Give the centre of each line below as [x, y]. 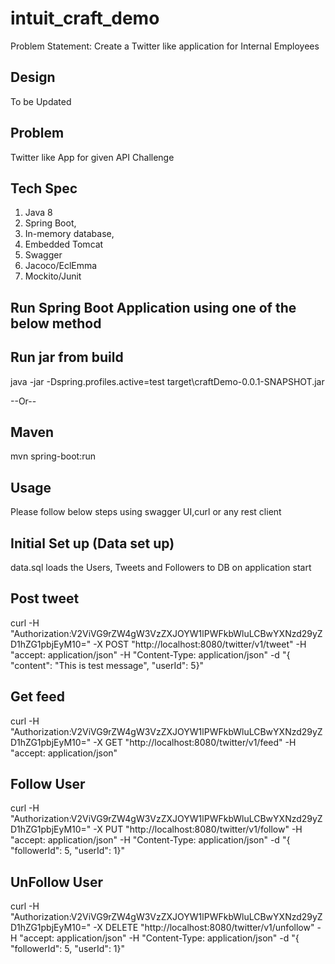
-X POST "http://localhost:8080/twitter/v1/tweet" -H [200, 644]
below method [56, 323]
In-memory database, [69, 234]
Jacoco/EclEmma [61, 266]
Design [33, 77]
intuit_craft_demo [85, 18]
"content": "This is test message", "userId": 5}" [107, 665]
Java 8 [38, 213]
